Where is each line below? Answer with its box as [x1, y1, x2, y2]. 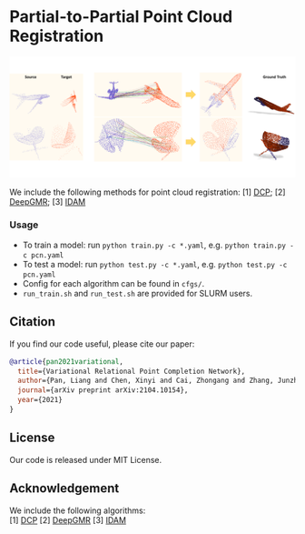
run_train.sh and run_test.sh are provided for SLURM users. [22, 287, 253, 298]
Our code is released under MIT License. [9, 454, 162, 465]
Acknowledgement [9, 480, 120, 497]
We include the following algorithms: [9, 505, 146, 516]
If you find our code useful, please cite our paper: [9, 338, 195, 349]
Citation [9, 314, 56, 329]
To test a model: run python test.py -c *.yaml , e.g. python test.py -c [22, 258, 288, 269]
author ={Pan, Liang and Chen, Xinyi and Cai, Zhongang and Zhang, [17, 376, 274, 386]
